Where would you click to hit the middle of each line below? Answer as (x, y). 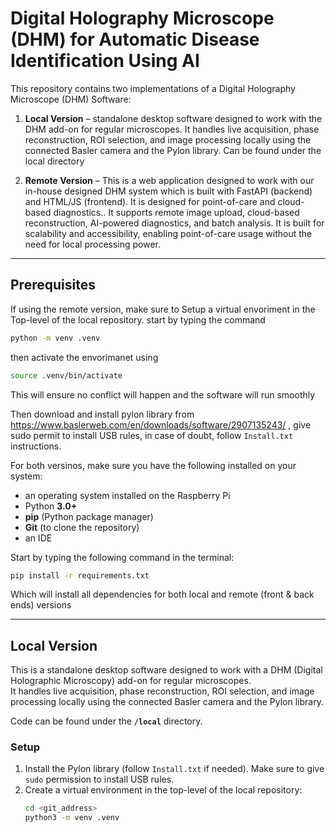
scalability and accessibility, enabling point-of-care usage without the (168, 233)
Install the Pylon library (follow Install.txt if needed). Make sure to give (174, 769)
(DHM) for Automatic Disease (135, 39)
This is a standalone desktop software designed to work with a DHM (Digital (166, 670)
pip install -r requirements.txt (80, 575)
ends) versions (41, 605)
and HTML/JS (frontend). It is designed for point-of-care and (150, 201)
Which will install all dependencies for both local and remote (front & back (162, 594)
